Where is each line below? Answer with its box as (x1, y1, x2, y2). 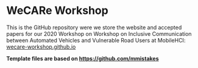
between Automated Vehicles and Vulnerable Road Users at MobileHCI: (6, 36, 186, 44)
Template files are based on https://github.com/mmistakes (6, 55, 159, 62)
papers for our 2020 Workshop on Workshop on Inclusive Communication (6, 30, 192, 37)
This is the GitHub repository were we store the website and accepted (6, 24, 182, 31)
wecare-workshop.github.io (6, 43, 76, 50)
